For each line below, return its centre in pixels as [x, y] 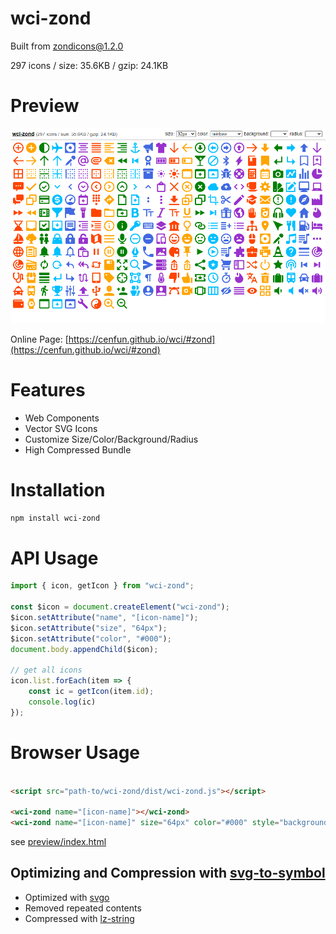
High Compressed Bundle [78, 449]
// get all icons [46, 670]
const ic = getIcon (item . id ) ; [91, 692]
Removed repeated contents [83, 908]
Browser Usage [75, 752]
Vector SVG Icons [61, 428]
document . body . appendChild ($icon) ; [84, 649]
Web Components [62, 418]
